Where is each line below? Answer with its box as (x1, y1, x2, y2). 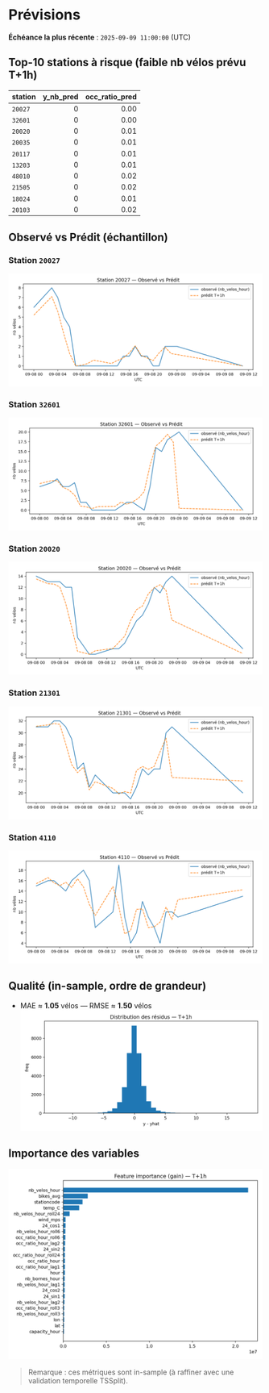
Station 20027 (8, 254, 60, 265)
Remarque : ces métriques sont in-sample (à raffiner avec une (27, 1367, 234, 1377)
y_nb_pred (43, 92, 79, 102)
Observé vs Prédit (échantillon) (8, 230, 168, 244)
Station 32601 (8, 398, 60, 410)
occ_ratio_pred (85, 92, 137, 102)
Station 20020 (8, 543, 60, 554)
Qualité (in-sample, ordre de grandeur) (8, 979, 207, 993)
